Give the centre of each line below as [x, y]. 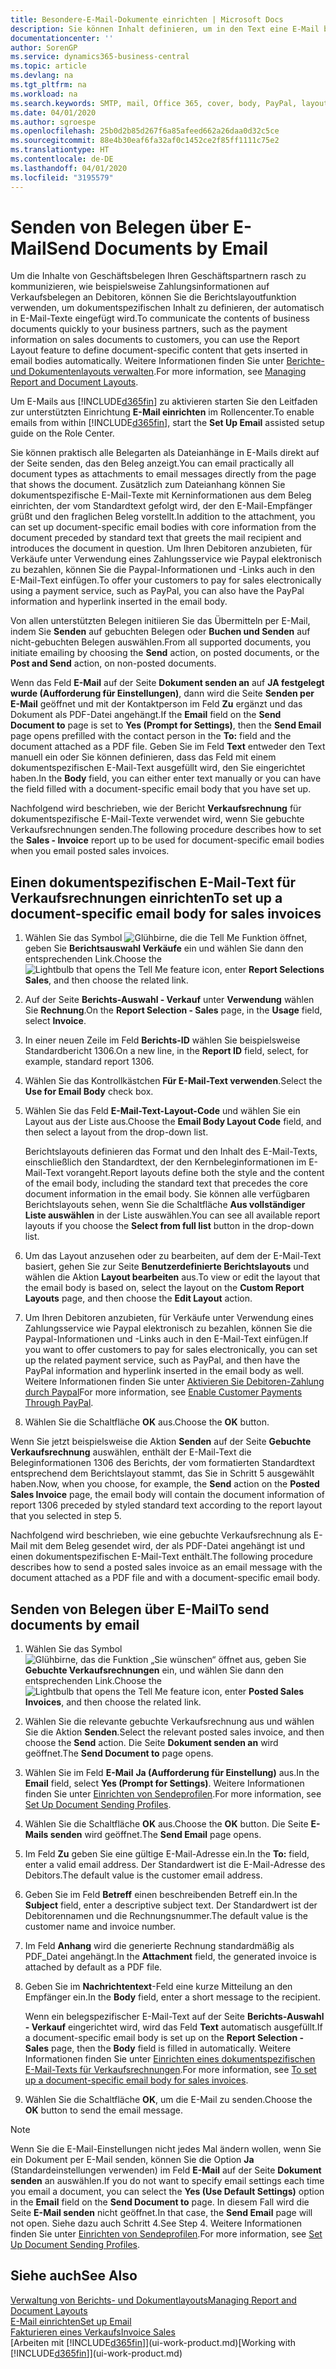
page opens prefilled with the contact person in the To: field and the [151, 736]
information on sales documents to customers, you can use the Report [155, 340]
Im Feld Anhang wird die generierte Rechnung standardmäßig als [159, 1946]
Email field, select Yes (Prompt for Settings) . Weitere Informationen [164, 1783]
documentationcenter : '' [62, 38]
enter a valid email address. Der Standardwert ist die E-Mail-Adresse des [175, 1865]
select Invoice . [55, 1021]
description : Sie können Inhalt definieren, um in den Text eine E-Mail [165, 29]
